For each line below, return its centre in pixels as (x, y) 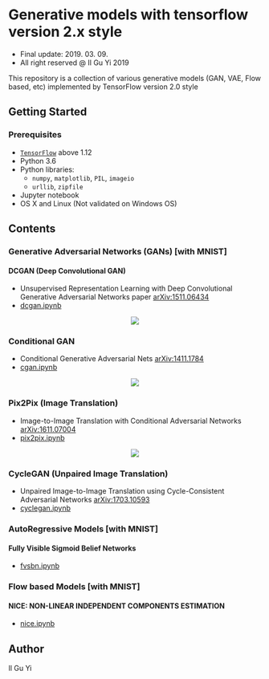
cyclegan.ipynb (45, 508)
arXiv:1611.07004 (48, 429)
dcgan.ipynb (41, 306)
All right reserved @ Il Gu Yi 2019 (75, 63)
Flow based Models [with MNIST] (74, 587)
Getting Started (48, 112)
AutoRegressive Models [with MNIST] (84, 529)
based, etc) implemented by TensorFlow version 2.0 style (103, 87)
